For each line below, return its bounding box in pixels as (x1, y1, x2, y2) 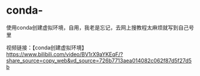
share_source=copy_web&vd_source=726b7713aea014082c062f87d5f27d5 (6, 57, 192, 64)
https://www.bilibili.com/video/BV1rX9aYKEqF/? (6, 50, 124, 58)
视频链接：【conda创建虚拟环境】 (6, 44, 88, 51)
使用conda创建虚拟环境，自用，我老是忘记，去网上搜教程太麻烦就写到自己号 (6, 24, 195, 31)
